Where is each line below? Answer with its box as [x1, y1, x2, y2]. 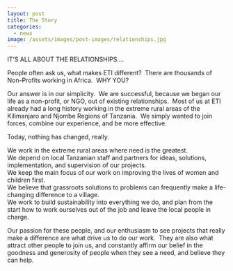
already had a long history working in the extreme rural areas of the [7, 104, 200, 113]
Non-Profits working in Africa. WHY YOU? [7, 76, 129, 84]
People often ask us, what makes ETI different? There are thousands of [7, 69, 212, 77]
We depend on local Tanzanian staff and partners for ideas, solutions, [7, 154, 207, 162]
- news [13, 29, 33, 37]
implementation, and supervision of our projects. [7, 161, 147, 169]
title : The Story [7, 17, 58, 24]
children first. [7, 176, 45, 185]
